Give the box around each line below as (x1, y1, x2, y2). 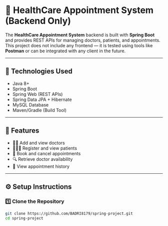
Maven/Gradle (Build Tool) (12, 107, 66, 113)
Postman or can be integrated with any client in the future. (5, 48, 126, 54)
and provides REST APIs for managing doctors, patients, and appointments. (5, 37, 161, 43)
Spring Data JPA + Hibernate (12, 96, 72, 102)
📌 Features (5, 127, 39, 135)
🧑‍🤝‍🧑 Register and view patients (12, 145, 77, 151)
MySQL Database (12, 101, 49, 107)
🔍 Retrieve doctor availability (12, 156, 73, 162)
